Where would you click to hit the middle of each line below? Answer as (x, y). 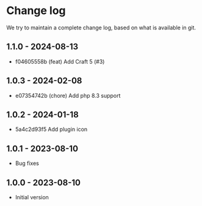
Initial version (32, 197)
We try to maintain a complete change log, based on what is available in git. (101, 28)
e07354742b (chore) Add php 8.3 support (68, 95)
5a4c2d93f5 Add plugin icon (51, 130)
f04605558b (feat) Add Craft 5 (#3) (60, 61)
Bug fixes (27, 163)
